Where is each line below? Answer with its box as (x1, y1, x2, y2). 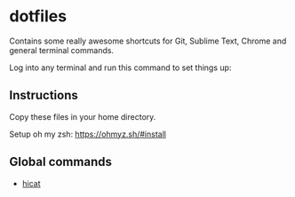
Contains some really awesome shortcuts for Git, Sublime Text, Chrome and (9, 35, 287, 46)
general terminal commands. (9, 44, 114, 55)
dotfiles (9, 6, 68, 27)
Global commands (9, 154, 113, 169)
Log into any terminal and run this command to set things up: (9, 62, 232, 73)
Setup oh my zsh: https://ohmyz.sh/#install (9, 129, 167, 139)
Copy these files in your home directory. (9, 111, 156, 122)
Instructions (9, 88, 78, 103)
